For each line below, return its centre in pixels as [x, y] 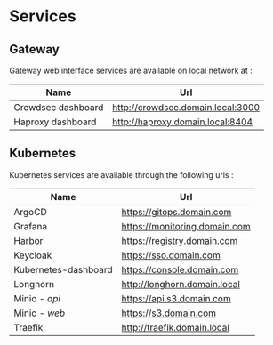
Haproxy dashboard [55, 122]
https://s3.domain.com [169, 313]
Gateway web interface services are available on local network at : [131, 70]
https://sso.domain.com [171, 255]
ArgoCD [30, 212]
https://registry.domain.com [180, 240]
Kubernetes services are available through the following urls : [121, 174]
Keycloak [33, 255]
